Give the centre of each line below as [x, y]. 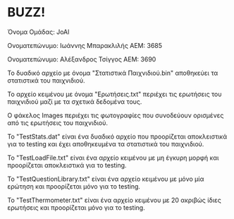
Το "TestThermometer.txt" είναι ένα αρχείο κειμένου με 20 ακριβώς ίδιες [115, 200]
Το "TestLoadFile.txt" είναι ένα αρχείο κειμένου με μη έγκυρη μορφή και [113, 158]
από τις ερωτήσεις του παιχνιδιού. [57, 123]
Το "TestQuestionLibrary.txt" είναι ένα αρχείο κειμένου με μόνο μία [106, 179]
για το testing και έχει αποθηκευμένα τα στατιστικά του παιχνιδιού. [106, 144]
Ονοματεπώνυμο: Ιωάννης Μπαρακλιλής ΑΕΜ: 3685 [85, 45]
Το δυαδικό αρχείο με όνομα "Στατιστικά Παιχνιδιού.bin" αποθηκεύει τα [113, 73]
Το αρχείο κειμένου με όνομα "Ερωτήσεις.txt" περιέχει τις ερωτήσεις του [115, 94]
